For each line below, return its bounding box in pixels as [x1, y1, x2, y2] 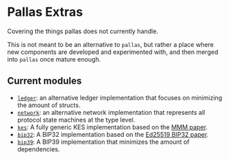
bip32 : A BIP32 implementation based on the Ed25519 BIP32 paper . [17, 130, 209, 138]
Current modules [7, 75, 82, 87]
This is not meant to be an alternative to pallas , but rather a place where [7, 40, 214, 48]
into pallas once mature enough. [7, 55, 102, 63]
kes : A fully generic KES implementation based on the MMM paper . [17, 122, 208, 131]
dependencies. [17, 144, 60, 153]
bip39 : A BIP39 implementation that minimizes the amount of [17, 138, 190, 146]
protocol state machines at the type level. [17, 115, 136, 124]
